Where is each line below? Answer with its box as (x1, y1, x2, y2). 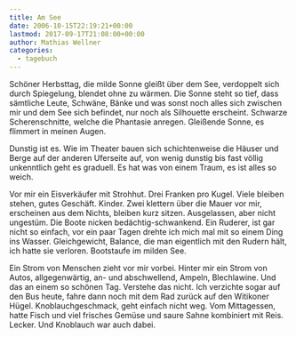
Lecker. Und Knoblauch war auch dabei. (9, 319, 156, 330)
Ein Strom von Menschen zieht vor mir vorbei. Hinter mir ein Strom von (9, 263, 268, 273)
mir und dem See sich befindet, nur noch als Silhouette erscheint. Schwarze (9, 108, 288, 117)
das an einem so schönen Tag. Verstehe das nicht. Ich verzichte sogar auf (9, 282, 281, 292)
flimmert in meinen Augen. (9, 126, 107, 136)
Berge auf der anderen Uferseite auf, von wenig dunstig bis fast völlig (9, 153, 264, 163)
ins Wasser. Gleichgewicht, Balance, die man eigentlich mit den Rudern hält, (9, 237, 287, 246)
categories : (9, 46, 53, 55)
